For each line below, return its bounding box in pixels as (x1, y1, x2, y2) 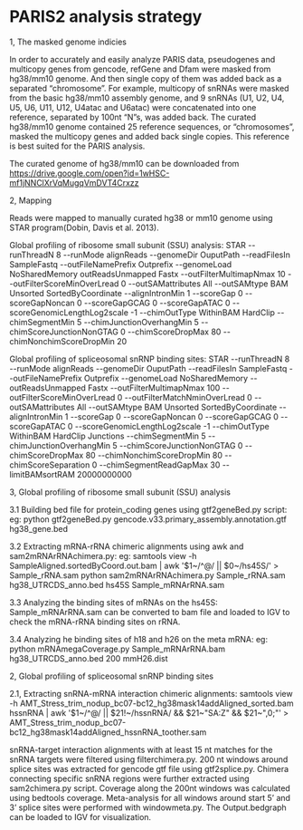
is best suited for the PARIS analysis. (9, 140, 146, 151)
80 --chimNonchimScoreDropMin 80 (85, 449, 223, 460)
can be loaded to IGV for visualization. (9, 811, 152, 822)
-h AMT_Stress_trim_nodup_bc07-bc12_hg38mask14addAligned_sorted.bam (9, 698, 294, 709)
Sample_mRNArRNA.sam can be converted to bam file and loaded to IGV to (9, 606, 290, 617)
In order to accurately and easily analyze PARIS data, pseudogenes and (9, 53, 276, 64)
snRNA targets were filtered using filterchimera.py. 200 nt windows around (9, 754, 289, 765)
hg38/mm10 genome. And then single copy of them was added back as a (9, 72, 282, 83)
